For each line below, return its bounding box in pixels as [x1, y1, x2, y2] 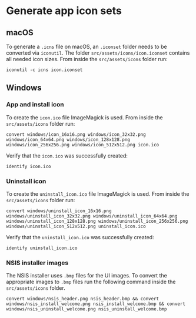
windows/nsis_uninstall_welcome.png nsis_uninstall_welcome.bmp [6, 306, 167, 312]
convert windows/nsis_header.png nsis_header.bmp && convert [6, 296, 160, 302]
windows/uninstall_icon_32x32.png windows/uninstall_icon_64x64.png [6, 213, 178, 219]
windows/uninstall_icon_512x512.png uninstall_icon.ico [6, 223, 146, 229]
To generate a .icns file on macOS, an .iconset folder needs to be [6, 43, 167, 50]
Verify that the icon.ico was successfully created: [6, 152, 128, 159]
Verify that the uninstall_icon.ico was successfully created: [6, 233, 154, 240]
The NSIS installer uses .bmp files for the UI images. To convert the [6, 272, 168, 279]
